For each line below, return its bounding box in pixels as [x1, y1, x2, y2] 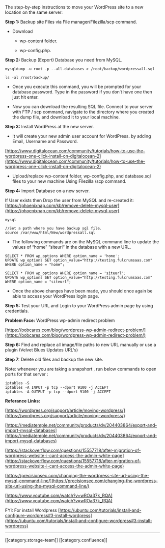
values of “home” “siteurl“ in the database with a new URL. [12, 244, 131, 250]
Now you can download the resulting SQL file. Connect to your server [12, 104, 153, 110]
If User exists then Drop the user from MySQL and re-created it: [5, 198, 134, 203]
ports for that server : [5, 371, 48, 377]
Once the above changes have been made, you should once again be [12, 288, 153, 294]
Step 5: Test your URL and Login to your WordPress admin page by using [5, 303, 153, 309]
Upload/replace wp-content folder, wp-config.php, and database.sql [12, 173, 151, 179]
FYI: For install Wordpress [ [5, 507, 60, 513]
